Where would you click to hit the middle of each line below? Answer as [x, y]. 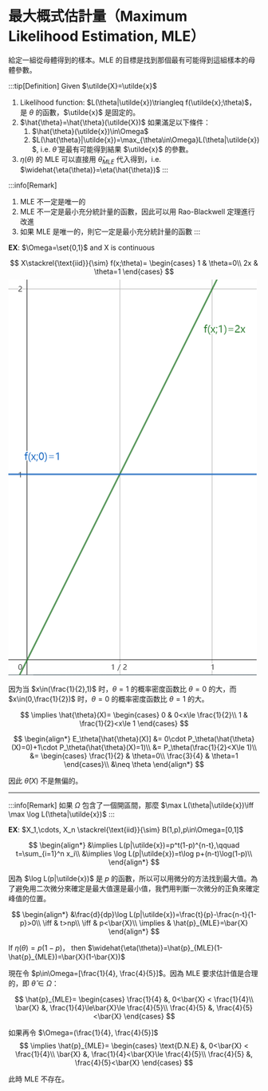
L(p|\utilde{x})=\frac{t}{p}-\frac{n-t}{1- [193, 914]
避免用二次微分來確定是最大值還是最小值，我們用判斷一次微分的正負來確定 [137, 888]
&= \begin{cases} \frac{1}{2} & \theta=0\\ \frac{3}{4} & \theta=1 [134, 756]
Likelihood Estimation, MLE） [106, 36]
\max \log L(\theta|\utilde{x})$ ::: [62, 814]
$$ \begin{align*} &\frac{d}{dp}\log [69, 914]
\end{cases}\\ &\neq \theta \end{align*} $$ [134, 764]
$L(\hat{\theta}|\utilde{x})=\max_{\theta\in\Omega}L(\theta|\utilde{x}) [146, 140]
